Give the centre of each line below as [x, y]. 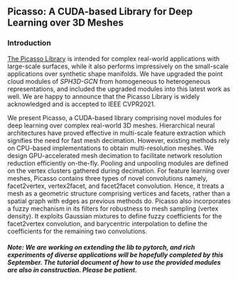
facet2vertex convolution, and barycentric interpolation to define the [108, 223]
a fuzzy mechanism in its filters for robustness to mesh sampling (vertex [113, 208]
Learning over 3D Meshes [66, 23]
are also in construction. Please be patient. [72, 270]
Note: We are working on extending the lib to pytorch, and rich [101, 248]
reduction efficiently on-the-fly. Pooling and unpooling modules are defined [118, 163]
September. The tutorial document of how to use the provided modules [114, 263]
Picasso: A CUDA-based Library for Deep [100, 12]
